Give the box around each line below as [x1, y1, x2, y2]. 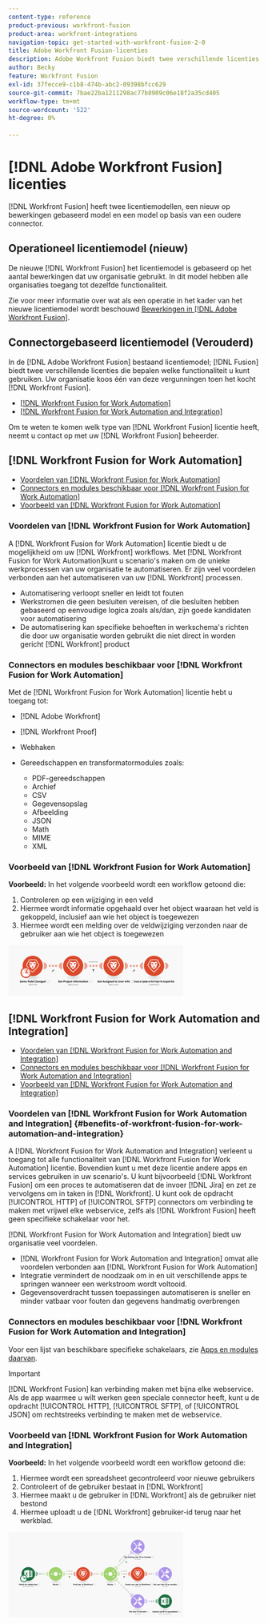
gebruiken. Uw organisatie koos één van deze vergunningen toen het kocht [8, 374, 256, 383]
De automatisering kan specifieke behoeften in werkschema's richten [19, 622, 250, 632]
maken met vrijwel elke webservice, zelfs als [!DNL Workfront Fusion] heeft [8, 1205, 256, 1216]
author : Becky [8, 64, 56, 72]
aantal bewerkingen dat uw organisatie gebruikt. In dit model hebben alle [8, 271, 249, 281]
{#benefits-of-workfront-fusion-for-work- [74, 1118, 243, 1129]
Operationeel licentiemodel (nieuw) [8, 242, 189, 255]
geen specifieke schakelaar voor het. [8, 1214, 130, 1224]
